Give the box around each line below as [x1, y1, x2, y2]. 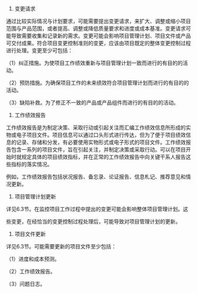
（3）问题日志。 [6, 281, 46, 287]
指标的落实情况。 [11, 161, 53, 167]
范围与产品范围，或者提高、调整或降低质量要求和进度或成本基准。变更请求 [6, 25, 186, 32]
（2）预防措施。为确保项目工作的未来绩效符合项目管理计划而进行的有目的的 [6, 79, 189, 86]
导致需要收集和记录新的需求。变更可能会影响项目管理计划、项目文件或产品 [11, 32, 191, 39]
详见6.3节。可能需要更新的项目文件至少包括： [6, 243, 117, 250]
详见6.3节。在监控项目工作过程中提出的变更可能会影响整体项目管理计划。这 [6, 206, 189, 213]
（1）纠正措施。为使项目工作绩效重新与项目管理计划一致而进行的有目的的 [6, 59, 183, 66]
